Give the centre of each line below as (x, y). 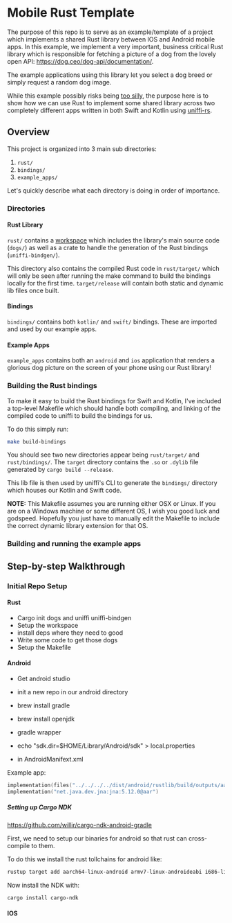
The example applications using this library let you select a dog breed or (110, 75)
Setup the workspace (48, 625)
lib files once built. (33, 290)
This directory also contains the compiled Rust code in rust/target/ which (113, 268)
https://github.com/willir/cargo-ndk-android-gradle (79, 825)
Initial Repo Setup (37, 586)
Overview (29, 132)
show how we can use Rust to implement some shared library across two (111, 103)
